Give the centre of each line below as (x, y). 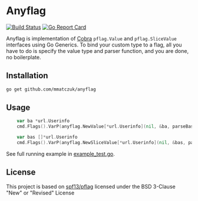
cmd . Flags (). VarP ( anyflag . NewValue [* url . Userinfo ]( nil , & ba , (93, 127)
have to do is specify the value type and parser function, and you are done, (98, 51)
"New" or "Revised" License (40, 193)
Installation (27, 76)
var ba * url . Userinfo (43, 121)
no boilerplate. (24, 57)
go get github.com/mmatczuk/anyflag (51, 89)
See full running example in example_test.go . (60, 153)
